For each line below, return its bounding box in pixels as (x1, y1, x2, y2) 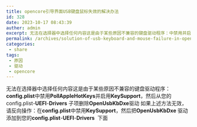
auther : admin (6, 25, 41, 31)
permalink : (6, 36, 33, 42)
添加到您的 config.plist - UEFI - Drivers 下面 (6, 115, 108, 122)
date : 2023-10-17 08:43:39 (6, 19, 72, 25)
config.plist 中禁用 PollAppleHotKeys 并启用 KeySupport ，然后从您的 (6, 92, 172, 99)
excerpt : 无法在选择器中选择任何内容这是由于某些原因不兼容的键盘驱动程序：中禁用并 (6, 30, 187, 36)
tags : (6, 52, 19, 58)
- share (8, 47, 28, 53)
